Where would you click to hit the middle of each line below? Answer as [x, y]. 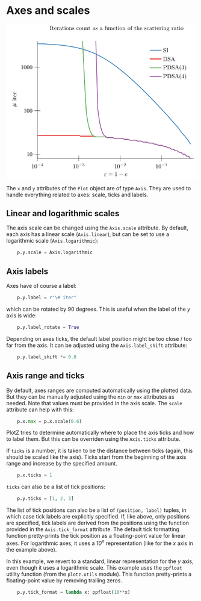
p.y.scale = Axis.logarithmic [55, 253]
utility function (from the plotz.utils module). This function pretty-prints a [99, 574]
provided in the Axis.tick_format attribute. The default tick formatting [93, 529]
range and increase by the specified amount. [62, 464]
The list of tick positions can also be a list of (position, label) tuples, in [96, 510]
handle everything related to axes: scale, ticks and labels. [77, 195]
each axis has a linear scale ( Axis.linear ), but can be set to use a [88, 234]
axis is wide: [22, 316]
